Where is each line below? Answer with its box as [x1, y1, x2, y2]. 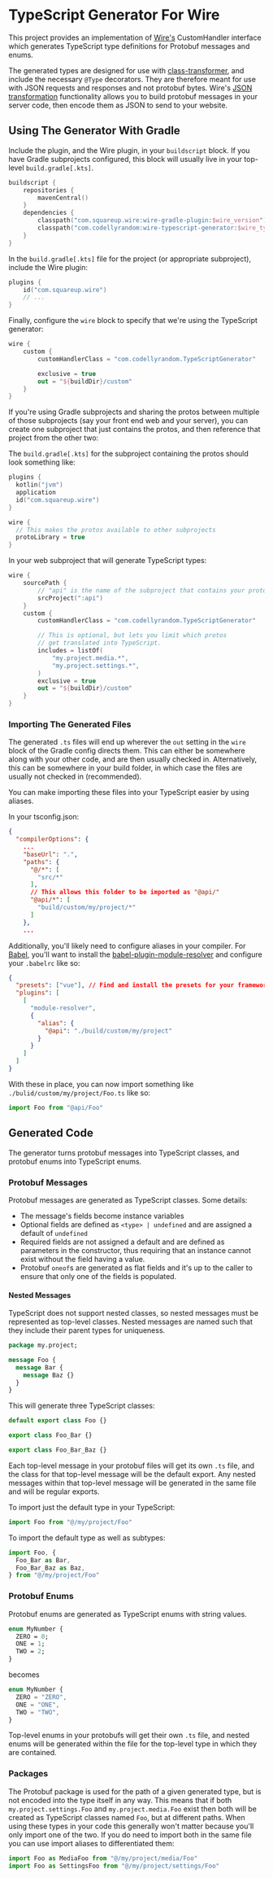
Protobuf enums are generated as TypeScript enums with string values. [8, 1609, 248, 1618]
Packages [8, 1768, 49, 1780]
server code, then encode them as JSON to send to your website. [8, 100, 228, 110]
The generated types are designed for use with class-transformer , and [8, 65, 245, 75]
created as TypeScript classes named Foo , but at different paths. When [8, 1812, 245, 1822]
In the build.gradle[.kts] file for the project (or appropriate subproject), [8, 254, 252, 264]
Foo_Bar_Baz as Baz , [15, 1564, 85, 1572]
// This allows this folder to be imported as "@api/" [29, 889, 220, 897]
